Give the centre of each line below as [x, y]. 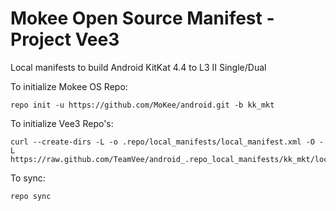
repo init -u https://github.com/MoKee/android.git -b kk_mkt [142, 105]
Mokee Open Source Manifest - [142, 18]
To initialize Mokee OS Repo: [69, 86]
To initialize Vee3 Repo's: [62, 123]
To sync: [28, 178]
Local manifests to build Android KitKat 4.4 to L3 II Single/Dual [138, 67]
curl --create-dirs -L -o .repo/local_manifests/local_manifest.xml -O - [167, 142]
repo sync [31, 196]
